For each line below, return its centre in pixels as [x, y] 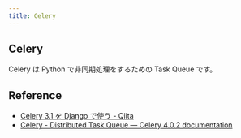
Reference [35, 95]
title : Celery [32, 16]
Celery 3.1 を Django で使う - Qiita [77, 116]
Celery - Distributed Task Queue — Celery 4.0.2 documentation [126, 125]
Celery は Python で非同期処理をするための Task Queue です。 [113, 69]
